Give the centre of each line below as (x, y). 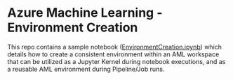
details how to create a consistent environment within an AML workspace (113, 54)
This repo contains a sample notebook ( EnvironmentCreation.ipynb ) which (115, 47)
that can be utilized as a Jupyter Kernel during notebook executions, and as (116, 61)
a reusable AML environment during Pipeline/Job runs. (86, 69)
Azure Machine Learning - (85, 13)
